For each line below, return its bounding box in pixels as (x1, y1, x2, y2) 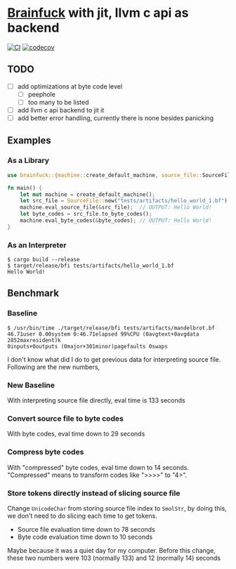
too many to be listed (27, 98, 89, 106)
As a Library (7, 156, 50, 166)
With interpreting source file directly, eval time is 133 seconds (7, 396, 185, 405)
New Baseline (7, 380, 55, 390)
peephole (27, 90, 56, 98)
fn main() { (7, 184, 42, 191)
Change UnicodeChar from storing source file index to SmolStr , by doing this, (7, 504, 227, 512)
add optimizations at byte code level (17, 82, 123, 91)
